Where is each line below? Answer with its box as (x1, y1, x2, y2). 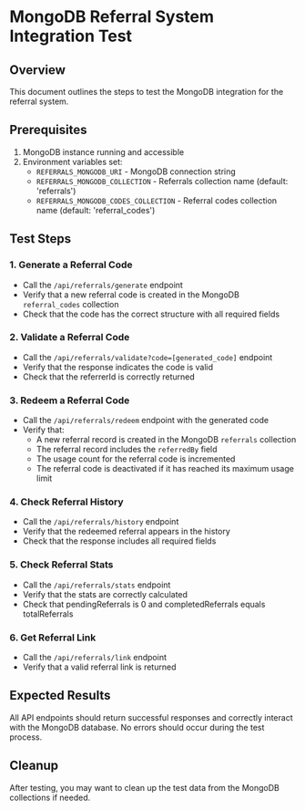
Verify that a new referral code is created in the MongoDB (22, 289, 239, 300)
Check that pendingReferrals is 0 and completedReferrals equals (22, 598, 266, 609)
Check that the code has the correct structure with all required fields (22, 308, 280, 319)
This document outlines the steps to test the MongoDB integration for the (9, 87, 284, 97)
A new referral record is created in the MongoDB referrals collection (36, 434, 297, 445)
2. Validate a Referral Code (9, 331, 130, 344)
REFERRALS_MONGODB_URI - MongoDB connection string (36, 166, 237, 177)
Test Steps (9, 231, 72, 247)
